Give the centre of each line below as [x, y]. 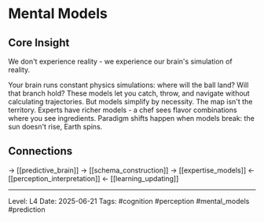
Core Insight [39, 43]
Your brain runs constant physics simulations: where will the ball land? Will [128, 85]
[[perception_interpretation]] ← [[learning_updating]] [93, 178]
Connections [40, 151]
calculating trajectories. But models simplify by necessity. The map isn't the [130, 102]
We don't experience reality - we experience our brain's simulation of [121, 61]
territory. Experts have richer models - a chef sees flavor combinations [123, 110]
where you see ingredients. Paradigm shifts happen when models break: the [132, 118]
